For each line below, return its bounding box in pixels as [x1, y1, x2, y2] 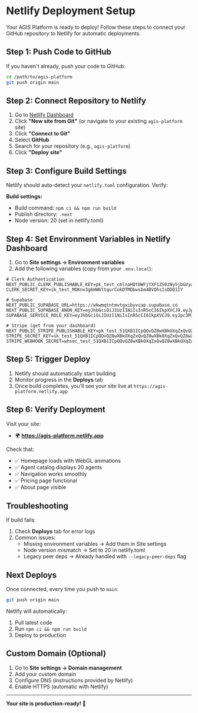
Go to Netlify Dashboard [14, 111, 74, 118]
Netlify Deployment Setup [6, 4, 136, 18]
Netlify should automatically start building [14, 370, 116, 377]
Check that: [6, 446, 34, 453]
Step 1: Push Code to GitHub [6, 47, 112, 57]
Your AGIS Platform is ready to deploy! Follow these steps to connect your [6, 24, 186, 31]
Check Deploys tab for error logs [14, 528, 95, 535]
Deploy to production [14, 632, 67, 639]
